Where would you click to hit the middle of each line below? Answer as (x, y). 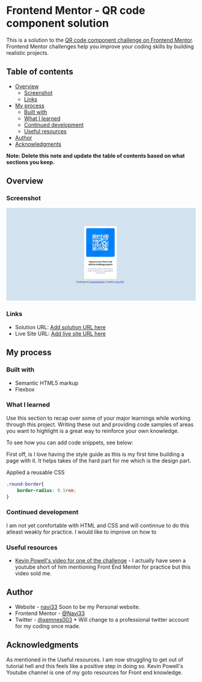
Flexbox (25, 389)
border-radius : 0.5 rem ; (47, 490)
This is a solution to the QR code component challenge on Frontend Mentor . (100, 40)
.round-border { (25, 484)
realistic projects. (28, 52)
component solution (58, 23)
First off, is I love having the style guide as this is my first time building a (95, 454)
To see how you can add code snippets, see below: (70, 442)
